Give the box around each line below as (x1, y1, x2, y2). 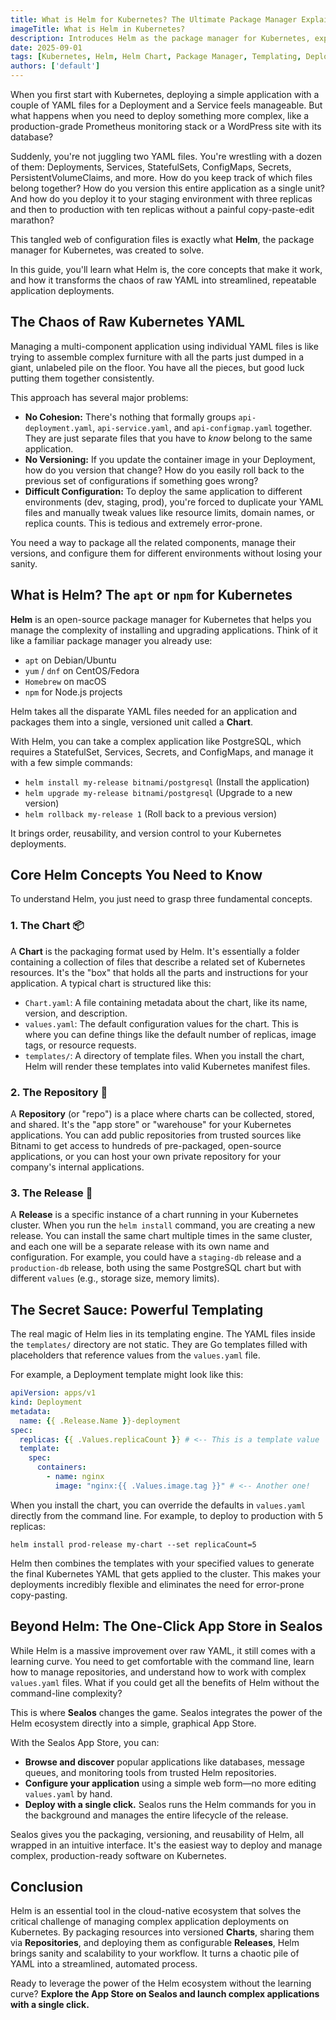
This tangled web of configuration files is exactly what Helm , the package (10, 234, 315, 245)
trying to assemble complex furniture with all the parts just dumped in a (10, 351, 305, 363)
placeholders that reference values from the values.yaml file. (10, 1349, 261, 1361)
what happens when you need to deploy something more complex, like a (10, 110, 310, 121)
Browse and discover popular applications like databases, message (24, 1756, 305, 1768)
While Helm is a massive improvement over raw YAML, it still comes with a (10, 1644, 316, 1656)
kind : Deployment (10, 1397, 83, 1408)
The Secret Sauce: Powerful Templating (10, 1301, 264, 1318)
